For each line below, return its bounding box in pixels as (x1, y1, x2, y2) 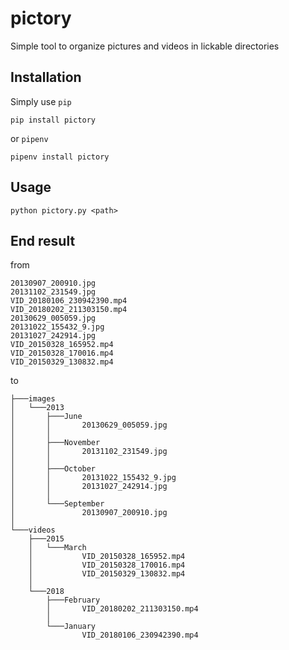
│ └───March (28, 543, 87, 553)
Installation (10, 69, 82, 86)
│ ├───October (10, 464, 97, 474)
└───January (46, 622, 97, 632)
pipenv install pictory (10, 152, 110, 162)
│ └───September (10, 499, 105, 509)
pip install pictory (10, 115, 97, 125)
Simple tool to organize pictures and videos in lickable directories (10, 40, 280, 52)
